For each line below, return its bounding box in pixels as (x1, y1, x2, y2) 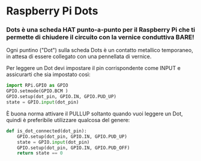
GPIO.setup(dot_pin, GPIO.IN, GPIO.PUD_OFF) (17, 145, 130, 151)
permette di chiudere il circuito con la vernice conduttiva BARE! (6, 33, 195, 41)
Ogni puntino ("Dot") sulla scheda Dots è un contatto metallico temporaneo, (6, 47, 193, 54)
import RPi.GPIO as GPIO (6, 83, 68, 89)
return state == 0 (17, 150, 63, 156)
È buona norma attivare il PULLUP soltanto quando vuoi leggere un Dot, (6, 110, 183, 117)
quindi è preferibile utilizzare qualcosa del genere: (6, 116, 130, 123)
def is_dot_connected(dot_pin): (6, 127, 87, 134)
